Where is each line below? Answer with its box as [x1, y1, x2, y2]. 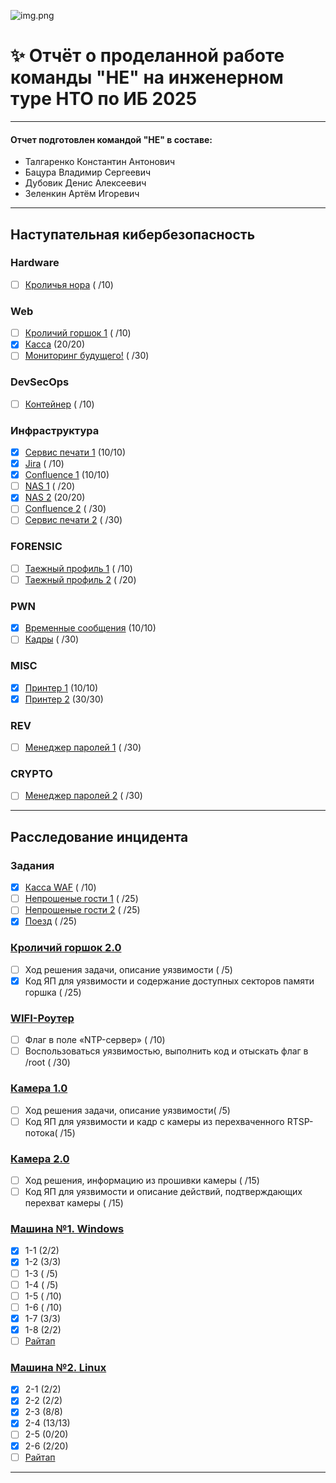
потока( [24, 1126, 58, 1139]
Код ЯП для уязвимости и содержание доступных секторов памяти [24, 975, 315, 987]
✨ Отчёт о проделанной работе [10, 45, 285, 67]
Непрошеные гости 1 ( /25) [24, 893, 139, 905]
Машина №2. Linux [10, 1360, 107, 1374]
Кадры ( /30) [24, 633, 80, 645]
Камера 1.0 [10, 1081, 68, 1095]
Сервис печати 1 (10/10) [24, 446, 126, 459]
